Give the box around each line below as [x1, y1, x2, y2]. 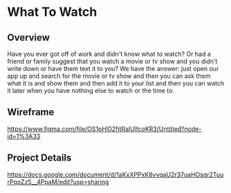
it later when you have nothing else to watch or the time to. [7, 87, 175, 94]
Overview [7, 32, 50, 43]
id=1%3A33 [7, 132, 41, 140]
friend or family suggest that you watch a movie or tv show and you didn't [7, 57, 218, 65]
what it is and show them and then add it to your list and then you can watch [7, 79, 225, 87]
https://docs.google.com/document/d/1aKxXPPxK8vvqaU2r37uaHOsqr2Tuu [7, 170, 224, 179]
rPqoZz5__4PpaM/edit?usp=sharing [7, 177, 109, 186]
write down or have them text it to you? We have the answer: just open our [7, 65, 219, 72]
